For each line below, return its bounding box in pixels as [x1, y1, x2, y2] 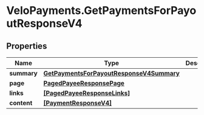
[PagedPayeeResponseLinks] [43, 89, 131, 97]
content [9, 99, 33, 107]
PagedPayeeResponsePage [43, 79, 124, 87]
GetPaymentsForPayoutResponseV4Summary [43, 69, 180, 77]
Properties [6, 41, 47, 51]
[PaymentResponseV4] [43, 99, 112, 107]
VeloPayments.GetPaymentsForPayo [6, 4, 197, 18]
